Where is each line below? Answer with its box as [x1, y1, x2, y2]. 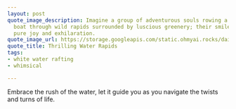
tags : [7, 50, 23, 57]
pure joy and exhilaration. [13, 29, 96, 37]
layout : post [7, 10, 46, 17]
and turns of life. [7, 95, 55, 103]
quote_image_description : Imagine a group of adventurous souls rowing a [7, 17, 228, 24]
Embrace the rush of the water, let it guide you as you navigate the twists [7, 87, 218, 96]
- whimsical [7, 62, 42, 69]
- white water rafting [7, 56, 74, 63]
